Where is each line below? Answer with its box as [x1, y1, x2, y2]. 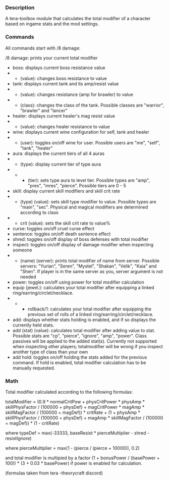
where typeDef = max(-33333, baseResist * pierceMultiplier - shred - [5, 430, 150, 436]
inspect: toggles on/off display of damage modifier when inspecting [12, 241, 154, 247]
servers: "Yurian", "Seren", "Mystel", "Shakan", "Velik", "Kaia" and [20, 263, 157, 269]
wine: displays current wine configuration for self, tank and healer [12, 129, 149, 135]
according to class [20, 209, 59, 216]
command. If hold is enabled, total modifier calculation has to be [12, 359, 146, 365]
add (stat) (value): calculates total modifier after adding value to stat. [12, 327, 155, 333]
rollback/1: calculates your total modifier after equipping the [27, 306, 152, 312]
